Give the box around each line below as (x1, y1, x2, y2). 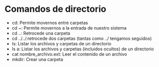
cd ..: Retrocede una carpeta (11, 30, 70, 36)
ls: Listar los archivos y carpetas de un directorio (11, 40, 112, 46)
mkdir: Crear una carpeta (11, 56, 63, 62)
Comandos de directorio (4, 3, 106, 15)
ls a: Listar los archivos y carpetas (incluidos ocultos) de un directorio (11, 46, 154, 52)
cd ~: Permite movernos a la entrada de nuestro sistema (11, 25, 127, 31)
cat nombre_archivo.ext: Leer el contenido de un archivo (11, 51, 127, 57)
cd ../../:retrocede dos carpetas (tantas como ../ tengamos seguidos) (11, 35, 152, 41)
